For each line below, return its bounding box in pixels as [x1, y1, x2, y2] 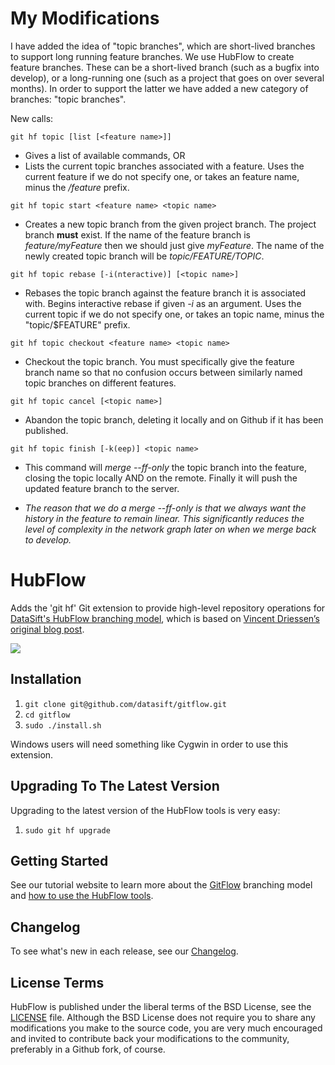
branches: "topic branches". [10, 93, 127, 105]
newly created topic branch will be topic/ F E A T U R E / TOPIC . [24, 250, 265, 262]
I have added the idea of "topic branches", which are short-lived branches [10, 40, 316, 52]
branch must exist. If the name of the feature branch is [24, 228, 251, 241]
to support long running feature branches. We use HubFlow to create [10, 50, 295, 62]
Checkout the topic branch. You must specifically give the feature [24, 355, 295, 367]
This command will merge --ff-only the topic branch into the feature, [24, 461, 308, 473]
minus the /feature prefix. [24, 181, 130, 193]
